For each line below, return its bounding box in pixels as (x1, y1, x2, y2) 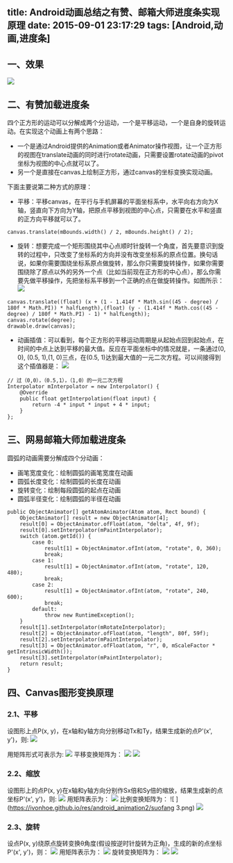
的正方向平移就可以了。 (17, 215, 85, 224)
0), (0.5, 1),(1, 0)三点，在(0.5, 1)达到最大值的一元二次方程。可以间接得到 (17, 353, 221, 362)
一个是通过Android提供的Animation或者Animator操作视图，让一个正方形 (17, 142, 223, 151)
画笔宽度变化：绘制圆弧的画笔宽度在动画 (17, 468, 133, 477)
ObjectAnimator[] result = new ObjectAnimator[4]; (19, 514, 169, 521)
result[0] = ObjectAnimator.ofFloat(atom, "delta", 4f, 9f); (19, 520, 200, 528)
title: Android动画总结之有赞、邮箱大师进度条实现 (7, 6, 221, 19)
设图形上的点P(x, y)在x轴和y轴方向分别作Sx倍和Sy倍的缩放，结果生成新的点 (7, 786, 223, 794)
